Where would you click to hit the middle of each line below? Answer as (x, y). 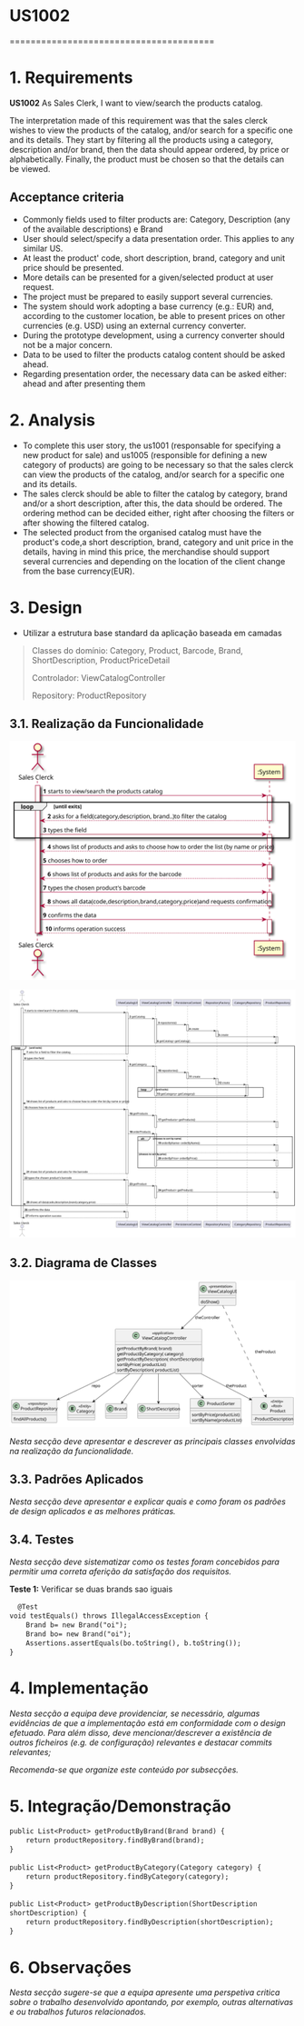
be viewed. (30, 168)
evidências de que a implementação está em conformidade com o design (147, 1722)
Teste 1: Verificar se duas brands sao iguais (91, 1589)
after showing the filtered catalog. (86, 523)
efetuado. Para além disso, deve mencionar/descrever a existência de (141, 1732)
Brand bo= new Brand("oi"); (78, 1634)
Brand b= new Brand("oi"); (77, 1625)
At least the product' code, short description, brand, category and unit (154, 258)
